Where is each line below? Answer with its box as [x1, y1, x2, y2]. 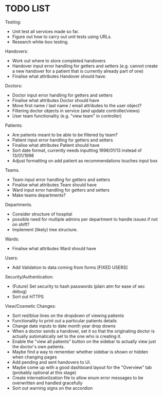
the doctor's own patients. [12, 343, 65, 349]
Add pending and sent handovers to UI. [12, 359, 91, 365]
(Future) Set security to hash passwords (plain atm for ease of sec [12, 283, 145, 289]
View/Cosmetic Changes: [5, 303, 56, 309]
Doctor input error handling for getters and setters [12, 92, 113, 98]
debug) [12, 288, 27, 294]
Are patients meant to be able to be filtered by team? [12, 132, 118, 138]
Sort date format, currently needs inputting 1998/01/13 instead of [12, 147, 142, 153]
